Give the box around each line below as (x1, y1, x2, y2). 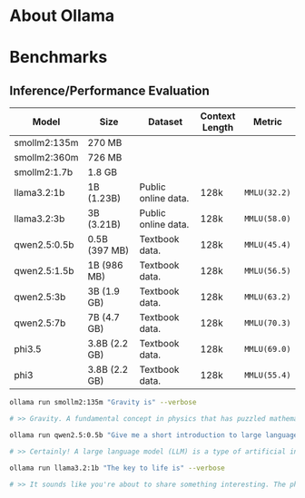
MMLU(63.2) (244, 292, 291, 302)
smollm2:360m (14, 151, 79, 164)
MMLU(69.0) (244, 344, 291, 355)
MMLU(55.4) (244, 370, 291, 381)
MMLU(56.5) (244, 266, 291, 277)
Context (200, 110, 236, 122)
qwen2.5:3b (14, 291, 66, 304)
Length (202, 122, 234, 134)
